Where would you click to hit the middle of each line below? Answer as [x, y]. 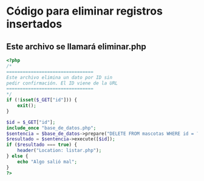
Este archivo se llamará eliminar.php [76, 46]
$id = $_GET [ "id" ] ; [31, 122]
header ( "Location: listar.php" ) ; [59, 151]
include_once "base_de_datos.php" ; [51, 128]
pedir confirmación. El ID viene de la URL [62, 83]
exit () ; [27, 106]
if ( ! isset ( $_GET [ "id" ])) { [42, 100]
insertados [34, 24]
